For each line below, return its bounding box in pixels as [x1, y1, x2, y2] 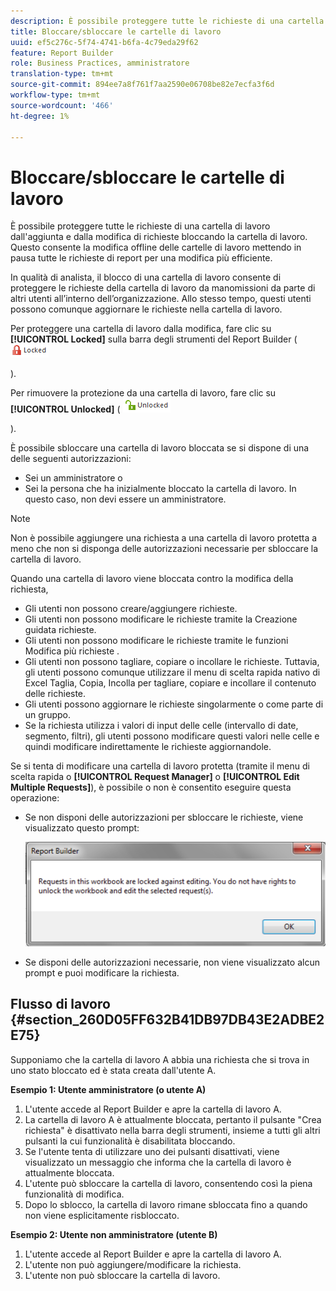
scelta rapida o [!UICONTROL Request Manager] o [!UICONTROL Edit [10, 771, 300, 783]
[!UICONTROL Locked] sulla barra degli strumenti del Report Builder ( [10, 333, 298, 345]
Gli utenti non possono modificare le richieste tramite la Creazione [24, 613, 298, 625]
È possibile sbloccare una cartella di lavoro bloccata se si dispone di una [10, 442, 310, 454]
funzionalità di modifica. [24, 1188, 125, 1200]
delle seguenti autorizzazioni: [10, 453, 132, 465]
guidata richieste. [24, 624, 97, 636]
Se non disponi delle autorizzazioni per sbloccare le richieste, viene [24, 811, 304, 824]
